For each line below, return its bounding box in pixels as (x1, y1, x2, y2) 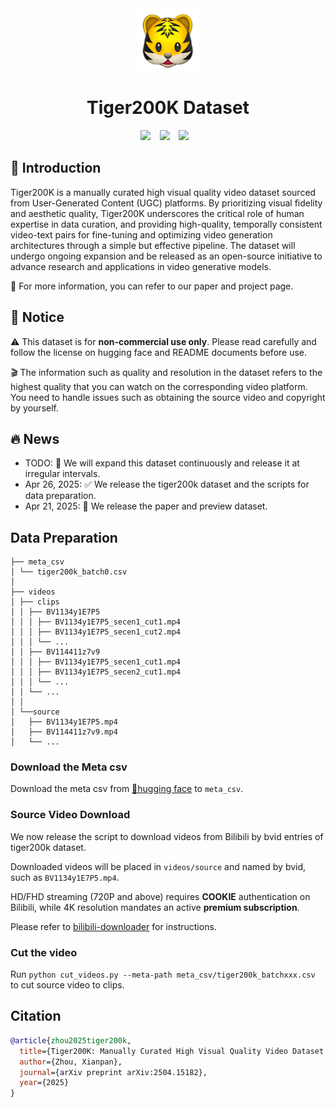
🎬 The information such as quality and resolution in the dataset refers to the (10, 366, 323, 378)
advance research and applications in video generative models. (10, 260, 272, 272)
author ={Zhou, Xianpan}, (19, 1057, 123, 1067)
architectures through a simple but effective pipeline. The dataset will (10, 239, 296, 251)
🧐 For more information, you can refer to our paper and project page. (10, 280, 294, 292)
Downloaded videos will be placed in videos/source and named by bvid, (10, 860, 307, 872)
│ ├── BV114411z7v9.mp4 (10, 727, 118, 737)
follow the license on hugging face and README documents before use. (10, 346, 308, 358)
